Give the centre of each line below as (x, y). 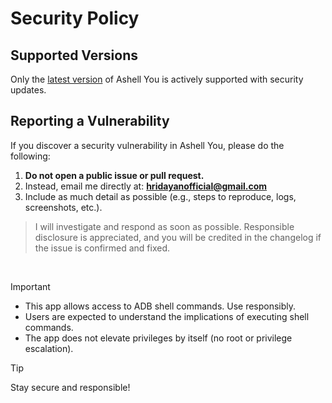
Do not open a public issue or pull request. (114, 175)
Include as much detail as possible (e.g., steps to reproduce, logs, (160, 196)
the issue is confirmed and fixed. (102, 248)
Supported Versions (74, 55)
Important (30, 286)
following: (30, 156)
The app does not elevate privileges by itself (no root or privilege (158, 338)
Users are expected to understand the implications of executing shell (167, 316)
